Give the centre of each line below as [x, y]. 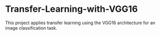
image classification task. [31, 28]
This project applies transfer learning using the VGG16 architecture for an [80, 23]
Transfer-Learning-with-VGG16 [72, 9]
